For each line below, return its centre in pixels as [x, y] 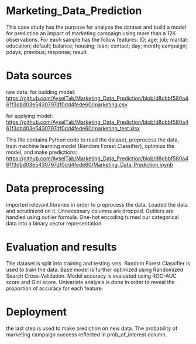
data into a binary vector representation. [55, 223]
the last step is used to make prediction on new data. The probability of [92, 328]
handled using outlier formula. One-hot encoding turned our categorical [93, 217]
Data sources [39, 76]
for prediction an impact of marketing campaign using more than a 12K [91, 33]
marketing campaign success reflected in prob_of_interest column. [87, 334]
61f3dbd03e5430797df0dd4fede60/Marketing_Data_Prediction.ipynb [90, 164]
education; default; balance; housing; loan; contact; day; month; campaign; [97, 46]
